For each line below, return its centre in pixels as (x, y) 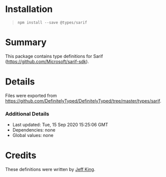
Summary (26, 42)
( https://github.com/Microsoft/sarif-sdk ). (47, 61)
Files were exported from (31, 95)
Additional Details (27, 113)
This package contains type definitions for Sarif (54, 56)
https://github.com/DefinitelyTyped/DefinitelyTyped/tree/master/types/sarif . (83, 100)
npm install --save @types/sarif (52, 22)
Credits (21, 155)
